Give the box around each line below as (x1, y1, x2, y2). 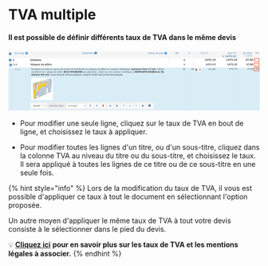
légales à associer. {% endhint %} (8, 248, 122, 258)
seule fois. (19, 168, 54, 177)
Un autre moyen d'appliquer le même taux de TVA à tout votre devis (8, 216, 231, 225)
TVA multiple (8, 6, 97, 24)
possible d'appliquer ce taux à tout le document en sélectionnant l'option (8, 192, 248, 201)
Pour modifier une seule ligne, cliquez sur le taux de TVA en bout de (19, 118, 244, 128)
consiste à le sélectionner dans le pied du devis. (8, 224, 167, 233)
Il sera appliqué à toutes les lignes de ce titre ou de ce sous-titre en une (19, 159, 256, 169)
